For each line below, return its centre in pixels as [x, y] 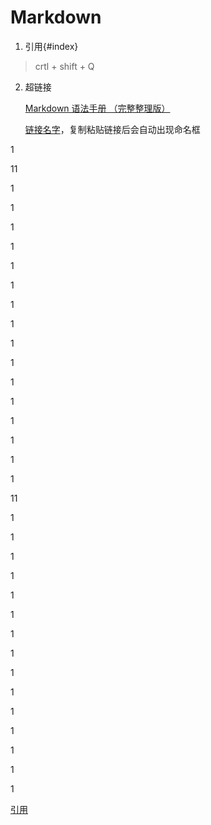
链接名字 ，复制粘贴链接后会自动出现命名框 [112, 129]
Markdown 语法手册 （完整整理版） [97, 108]
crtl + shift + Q [64, 66]
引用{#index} [51, 46]
